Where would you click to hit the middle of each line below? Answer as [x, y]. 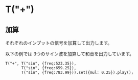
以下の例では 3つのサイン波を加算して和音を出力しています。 [70, 54]
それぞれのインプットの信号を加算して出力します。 [59, 43]
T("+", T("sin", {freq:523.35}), [41, 64]
